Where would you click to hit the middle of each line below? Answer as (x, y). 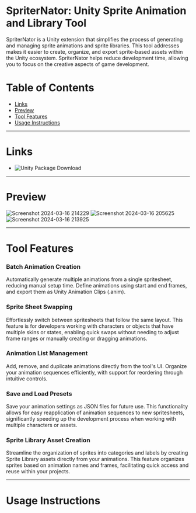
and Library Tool (46, 23)
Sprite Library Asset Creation (48, 441)
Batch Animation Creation (43, 266)
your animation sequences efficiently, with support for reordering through (94, 372)
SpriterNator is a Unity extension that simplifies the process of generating (94, 39)
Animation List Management (47, 353)
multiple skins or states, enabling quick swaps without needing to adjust (92, 332)
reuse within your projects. (38, 472)
